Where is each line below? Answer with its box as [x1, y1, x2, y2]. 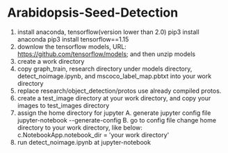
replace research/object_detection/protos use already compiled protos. [17, 87, 222, 95]
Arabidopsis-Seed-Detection [7, 5, 179, 21]
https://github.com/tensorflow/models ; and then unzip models [17, 50, 196, 58]
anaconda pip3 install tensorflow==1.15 [17, 35, 129, 43]
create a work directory [17, 57, 85, 65]
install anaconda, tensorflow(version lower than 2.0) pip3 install [17, 28, 199, 36]
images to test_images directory [17, 101, 110, 109]
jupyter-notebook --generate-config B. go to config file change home [17, 116, 217, 124]
